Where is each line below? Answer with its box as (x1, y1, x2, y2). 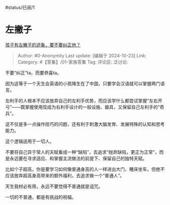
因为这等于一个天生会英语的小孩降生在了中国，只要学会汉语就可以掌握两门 (5, 80, 160, 86)
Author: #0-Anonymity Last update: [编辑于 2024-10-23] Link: (17, 52, 147, 58)
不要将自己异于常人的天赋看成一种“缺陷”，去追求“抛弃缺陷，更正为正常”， (5, 149, 159, 155)
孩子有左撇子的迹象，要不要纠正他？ (5, 42, 81, 48)
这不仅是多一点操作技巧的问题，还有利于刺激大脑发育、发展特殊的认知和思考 (5, 121, 165, 127)
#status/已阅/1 (5, 5, 35, 10)
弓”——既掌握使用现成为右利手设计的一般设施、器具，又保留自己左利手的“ (5, 104, 160, 110)
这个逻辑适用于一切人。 (5, 138, 54, 144)
